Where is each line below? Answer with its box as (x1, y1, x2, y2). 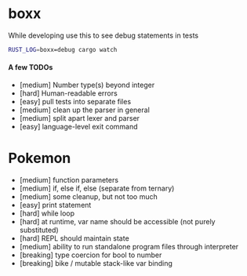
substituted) (19, 225, 59, 234)
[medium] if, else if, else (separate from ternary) (19, 183, 175, 193)
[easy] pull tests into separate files (19, 97, 132, 107)
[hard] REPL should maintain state (19, 233, 129, 243)
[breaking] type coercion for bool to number (19, 250, 162, 260)
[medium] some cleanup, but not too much (19, 191, 158, 201)
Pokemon (8, 150, 71, 167)
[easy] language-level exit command (19, 122, 139, 132)
